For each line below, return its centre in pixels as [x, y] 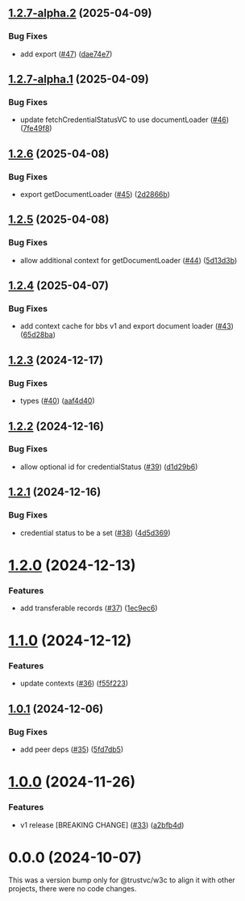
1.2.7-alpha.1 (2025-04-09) [79, 80]
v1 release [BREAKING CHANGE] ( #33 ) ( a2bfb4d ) [102, 825]
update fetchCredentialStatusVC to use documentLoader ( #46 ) [125, 119]
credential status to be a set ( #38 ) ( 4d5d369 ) [95, 533]
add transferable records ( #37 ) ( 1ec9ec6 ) [89, 608]
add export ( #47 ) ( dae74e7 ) [66, 54]
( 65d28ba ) [38, 335]
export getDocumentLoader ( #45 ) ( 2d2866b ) [95, 195]
